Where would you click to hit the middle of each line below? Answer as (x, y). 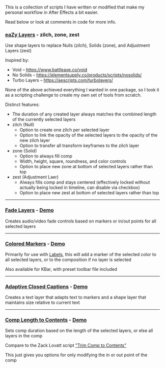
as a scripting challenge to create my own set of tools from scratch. (73, 95)
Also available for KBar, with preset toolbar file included (61, 269)
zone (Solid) (25, 151)
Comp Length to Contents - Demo (46, 320)
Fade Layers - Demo (29, 210)
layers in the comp (24, 336)
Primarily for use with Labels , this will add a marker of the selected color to (81, 254)
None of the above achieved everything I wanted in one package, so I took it (82, 90)
